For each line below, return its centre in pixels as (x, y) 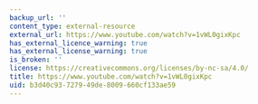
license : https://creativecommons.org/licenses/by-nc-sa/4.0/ (129, 69)
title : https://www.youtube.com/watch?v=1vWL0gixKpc (111, 77)
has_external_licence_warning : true (78, 43)
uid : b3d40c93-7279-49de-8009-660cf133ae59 (93, 85)
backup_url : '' (38, 18)
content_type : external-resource (72, 26)
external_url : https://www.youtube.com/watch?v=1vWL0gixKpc (125, 34)
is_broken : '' (36, 60)
